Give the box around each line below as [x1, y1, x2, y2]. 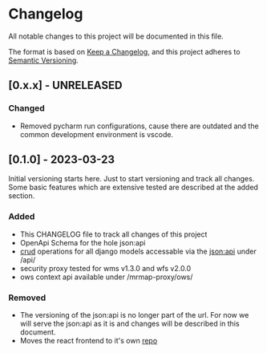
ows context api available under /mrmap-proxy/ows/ [19, 272, 193, 282]
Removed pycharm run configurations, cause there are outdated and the [19, 121, 259, 131]
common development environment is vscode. [19, 129, 174, 139]
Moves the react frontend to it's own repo [19, 336, 158, 346]
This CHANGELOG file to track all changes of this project [19, 229, 208, 239]
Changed [8, 103, 46, 114]
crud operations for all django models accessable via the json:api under [19, 246, 257, 256]
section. [8, 191, 35, 201]
